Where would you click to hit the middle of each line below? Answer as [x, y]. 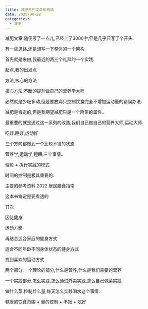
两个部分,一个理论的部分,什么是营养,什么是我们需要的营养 [64, 270]
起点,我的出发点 [21, 70]
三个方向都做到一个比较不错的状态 [40, 144]
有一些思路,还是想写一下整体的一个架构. [46, 49]
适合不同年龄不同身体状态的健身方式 [42, 249]
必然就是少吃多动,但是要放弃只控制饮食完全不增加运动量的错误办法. [74, 102]
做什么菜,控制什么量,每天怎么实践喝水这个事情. [53, 291]
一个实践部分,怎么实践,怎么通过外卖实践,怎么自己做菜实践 [64, 281]
